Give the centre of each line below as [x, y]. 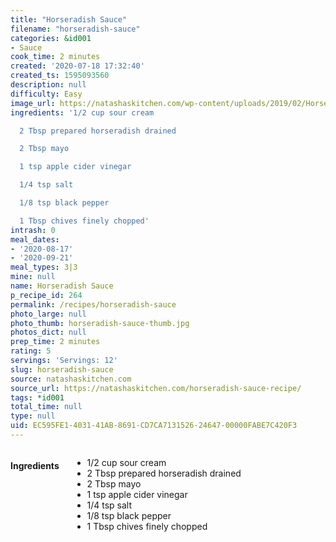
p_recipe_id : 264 [46, 295]
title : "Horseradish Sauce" [69, 19]
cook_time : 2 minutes [55, 57]
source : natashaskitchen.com [71, 379]
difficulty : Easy [46, 94]
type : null [33, 416]
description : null [48, 85]
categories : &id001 [51, 38]
